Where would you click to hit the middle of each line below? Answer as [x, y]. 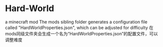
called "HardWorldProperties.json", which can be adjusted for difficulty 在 [79, 28]
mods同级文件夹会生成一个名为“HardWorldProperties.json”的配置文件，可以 [81, 33]
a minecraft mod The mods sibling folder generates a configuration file [76, 22]
